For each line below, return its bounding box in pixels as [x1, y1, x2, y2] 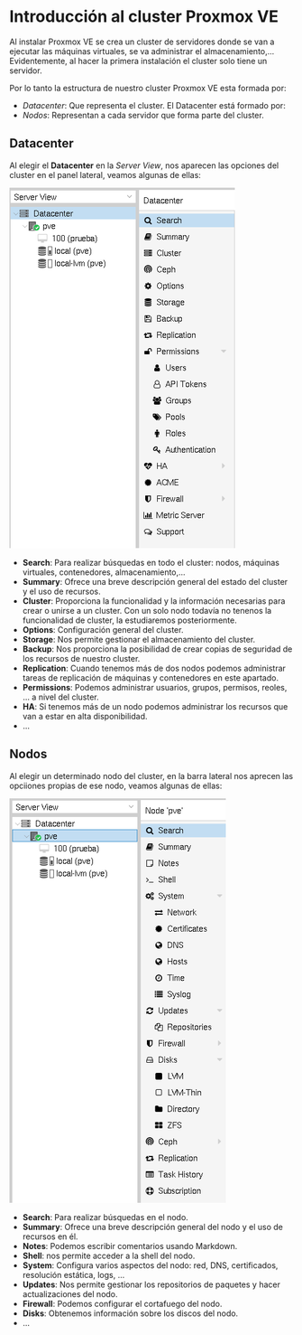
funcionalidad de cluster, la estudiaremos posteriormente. [22, 615, 237, 625]
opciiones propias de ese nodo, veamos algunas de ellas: [9, 780, 223, 791]
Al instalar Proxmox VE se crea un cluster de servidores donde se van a [9, 36, 275, 47]
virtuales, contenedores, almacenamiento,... [22, 567, 187, 578]
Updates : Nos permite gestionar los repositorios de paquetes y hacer [22, 1279, 281, 1290]
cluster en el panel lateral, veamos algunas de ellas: [9, 169, 201, 180]
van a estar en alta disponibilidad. [22, 710, 148, 721]
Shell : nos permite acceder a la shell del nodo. [22, 1250, 196, 1261]
